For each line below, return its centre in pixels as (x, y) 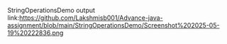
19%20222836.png (35, 33)
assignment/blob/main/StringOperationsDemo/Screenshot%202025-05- (113, 25)
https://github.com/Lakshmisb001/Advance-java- (91, 18)
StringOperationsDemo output (51, 10)
